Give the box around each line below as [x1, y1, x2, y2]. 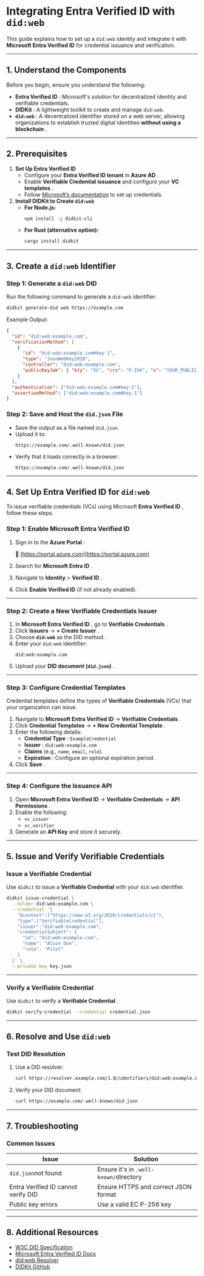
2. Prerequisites [6, 149, 68, 159]
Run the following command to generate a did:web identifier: [6, 293, 157, 300]
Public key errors [9, 1200, 58, 1208]
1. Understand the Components [6, 65, 127, 76]
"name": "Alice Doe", [22, 940, 78, 947]
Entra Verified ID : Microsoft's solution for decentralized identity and [15, 93, 187, 100]
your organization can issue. [6, 704, 78, 711]
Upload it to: [15, 430, 46, 438]
